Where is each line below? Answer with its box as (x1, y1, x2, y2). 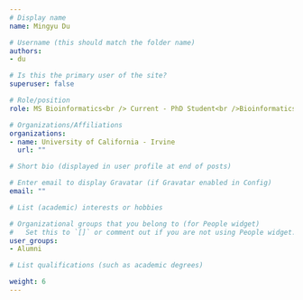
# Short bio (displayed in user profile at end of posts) (9, 162, 232, 172)
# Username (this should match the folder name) (9, 38, 196, 47)
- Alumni (9, 245, 42, 254)
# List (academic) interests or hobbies (9, 202, 164, 212)
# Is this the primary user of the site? (9, 71, 168, 80)
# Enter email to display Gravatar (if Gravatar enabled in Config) (9, 178, 272, 188)
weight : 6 (9, 277, 47, 286)
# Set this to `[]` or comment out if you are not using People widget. (9, 228, 297, 237)
